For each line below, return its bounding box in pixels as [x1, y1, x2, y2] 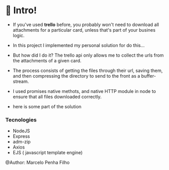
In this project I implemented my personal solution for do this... [12, 42, 145, 48]
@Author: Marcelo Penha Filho [5, 159, 70, 165]
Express [12, 133, 30, 139]
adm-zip [12, 139, 31, 145]
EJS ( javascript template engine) [12, 150, 83, 156]
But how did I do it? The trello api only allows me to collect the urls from [12, 52, 164, 58]
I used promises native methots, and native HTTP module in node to [12, 88, 156, 94]
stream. [12, 78, 29, 84]
